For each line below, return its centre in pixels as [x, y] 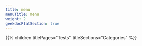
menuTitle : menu [22, 14]
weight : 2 [16, 19]
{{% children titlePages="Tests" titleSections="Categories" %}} [71, 38]
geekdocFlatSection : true [32, 24]
